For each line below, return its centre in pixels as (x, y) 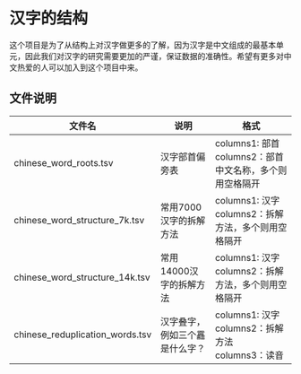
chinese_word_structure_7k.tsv (79, 220)
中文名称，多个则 (251, 170)
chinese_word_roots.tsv (64, 162)
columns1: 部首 (247, 143)
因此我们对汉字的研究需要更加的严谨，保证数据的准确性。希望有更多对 (154, 56)
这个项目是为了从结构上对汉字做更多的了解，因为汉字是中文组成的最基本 (142, 45)
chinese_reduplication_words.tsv (83, 335)
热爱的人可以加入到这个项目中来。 (80, 67)
